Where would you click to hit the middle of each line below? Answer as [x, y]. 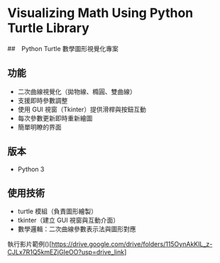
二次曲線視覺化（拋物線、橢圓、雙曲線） [77, 91]
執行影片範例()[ [29, 244]
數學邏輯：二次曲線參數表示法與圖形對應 [77, 229]
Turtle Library [49, 28]
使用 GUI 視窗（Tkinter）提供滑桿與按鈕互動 [82, 109]
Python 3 [31, 169]
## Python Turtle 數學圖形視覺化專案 [63, 48]
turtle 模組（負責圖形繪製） [57, 211]
